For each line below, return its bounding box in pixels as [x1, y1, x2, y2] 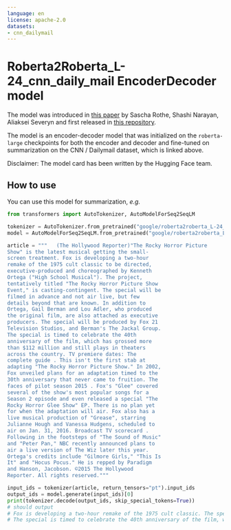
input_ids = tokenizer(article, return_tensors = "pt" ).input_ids [7, 485, 195, 492]
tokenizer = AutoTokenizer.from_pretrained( [7, 223, 137, 230]
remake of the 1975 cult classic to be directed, [7, 261, 153, 268]
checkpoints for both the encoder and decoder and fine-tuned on [23, 139, 210, 147]
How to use [7, 179, 56, 191]
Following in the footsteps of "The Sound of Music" [7, 434, 162, 441]
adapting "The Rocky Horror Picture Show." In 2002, [7, 364, 162, 371]
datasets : [7, 23, 36, 30]
